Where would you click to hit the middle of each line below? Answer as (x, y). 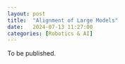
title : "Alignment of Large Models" (63, 20)
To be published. (32, 53)
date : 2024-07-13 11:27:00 (50, 27)
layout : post (26, 14)
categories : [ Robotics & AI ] (50, 33)
